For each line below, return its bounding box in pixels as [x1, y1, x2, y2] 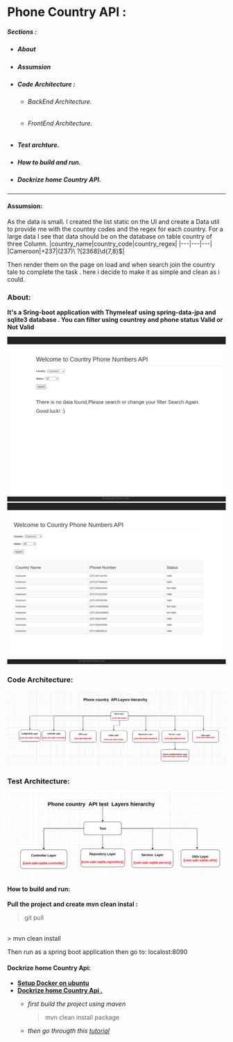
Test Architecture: [7, 776, 70, 786]
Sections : [7, 27, 37, 35]
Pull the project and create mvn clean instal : [7, 900, 138, 909]
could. [7, 275, 26, 283]
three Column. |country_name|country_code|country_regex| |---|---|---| [7, 239, 213, 248]
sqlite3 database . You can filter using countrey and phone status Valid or [7, 316, 223, 324]
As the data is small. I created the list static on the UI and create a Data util [7, 217, 220, 225]
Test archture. [17, 140, 60, 149]
